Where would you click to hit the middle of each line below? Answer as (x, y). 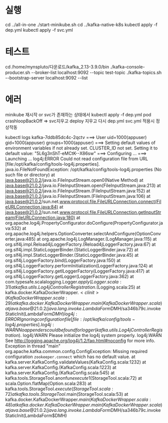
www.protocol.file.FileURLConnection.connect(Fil (110, 201)
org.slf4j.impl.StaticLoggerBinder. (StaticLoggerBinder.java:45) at (72, 255)
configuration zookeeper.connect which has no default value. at (70, 357)
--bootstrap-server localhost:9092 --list (46, 78)
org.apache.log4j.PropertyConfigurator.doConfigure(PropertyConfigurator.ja (84, 223)
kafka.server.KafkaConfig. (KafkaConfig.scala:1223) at (61, 367)
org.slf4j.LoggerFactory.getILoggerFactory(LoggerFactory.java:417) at (77, 271)
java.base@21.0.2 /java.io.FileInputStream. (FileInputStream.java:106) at (78, 196)
